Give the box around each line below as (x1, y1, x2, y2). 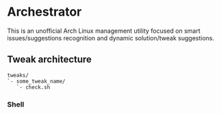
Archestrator (7, 4, 82, 20)
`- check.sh (16, 83, 51, 91)
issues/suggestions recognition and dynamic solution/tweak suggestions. (7, 33, 215, 42)
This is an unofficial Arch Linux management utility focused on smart (7, 27, 200, 35)
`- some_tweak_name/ (7, 78, 66, 85)
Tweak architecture (7, 54, 92, 66)
